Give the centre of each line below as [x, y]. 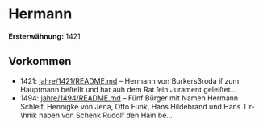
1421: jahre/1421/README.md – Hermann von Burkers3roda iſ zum [129, 80]
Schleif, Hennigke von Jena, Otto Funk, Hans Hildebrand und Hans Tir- [138, 106]
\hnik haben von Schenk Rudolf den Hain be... [96, 115]
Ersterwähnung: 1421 [44, 36]
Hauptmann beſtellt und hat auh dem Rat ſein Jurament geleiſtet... [128, 89]
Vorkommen [40, 61]
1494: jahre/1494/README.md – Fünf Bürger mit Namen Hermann [129, 98]
